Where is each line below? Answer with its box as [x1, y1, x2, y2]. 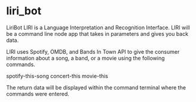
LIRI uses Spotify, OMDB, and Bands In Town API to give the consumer [6, 48, 180, 55]
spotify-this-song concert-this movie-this [6, 72, 109, 79]
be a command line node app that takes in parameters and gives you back [6, 30, 189, 37]
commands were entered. [6, 90, 70, 97]
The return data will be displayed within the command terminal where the [6, 84, 186, 91]
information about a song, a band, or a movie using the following [6, 54, 165, 61]
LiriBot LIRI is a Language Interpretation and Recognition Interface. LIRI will [6, 24, 190, 31]
